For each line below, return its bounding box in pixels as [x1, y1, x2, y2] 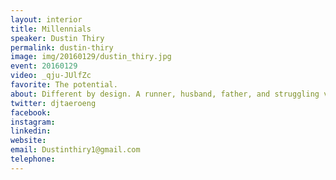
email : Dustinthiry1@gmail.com [10, 145, 141, 155]
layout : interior [10, 14, 83, 25]
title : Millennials [10, 24, 92, 34]
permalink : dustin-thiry [10, 42, 114, 53]
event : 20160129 [10, 61, 78, 71]
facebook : [10, 107, 52, 118]
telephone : [10, 154, 56, 164]
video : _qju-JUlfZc [10, 71, 92, 81]
